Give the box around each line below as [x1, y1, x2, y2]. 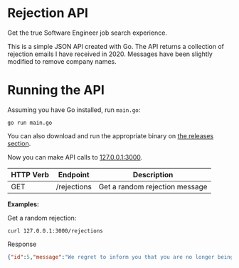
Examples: [7, 200, 39, 208]
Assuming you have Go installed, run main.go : [7, 105, 141, 114]
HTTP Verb [11, 169, 50, 179]
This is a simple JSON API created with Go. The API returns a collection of [7, 42, 225, 50]
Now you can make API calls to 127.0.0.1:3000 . [7, 152, 143, 161]
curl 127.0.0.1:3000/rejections [7, 227, 103, 235]
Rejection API [7, 5, 89, 21]
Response [7, 240, 37, 248]
